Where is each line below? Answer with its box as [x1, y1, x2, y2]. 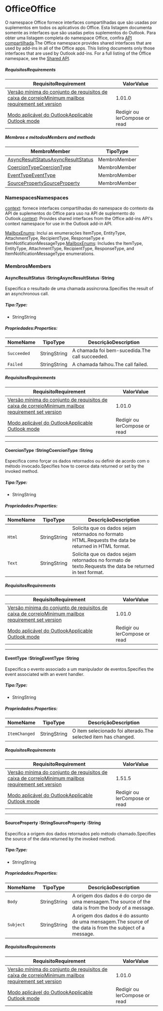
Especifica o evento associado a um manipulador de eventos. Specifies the [5, 666, 154, 672]
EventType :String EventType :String [5, 655, 79, 661]
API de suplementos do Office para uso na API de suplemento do [5, 210, 135, 216]
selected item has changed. [72, 734, 135, 740]
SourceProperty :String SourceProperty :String [5, 820, 101, 826]
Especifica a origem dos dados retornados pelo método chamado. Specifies [5, 831, 156, 836]
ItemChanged [7, 731, 35, 737]
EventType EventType [7, 172, 56, 178]
